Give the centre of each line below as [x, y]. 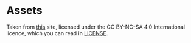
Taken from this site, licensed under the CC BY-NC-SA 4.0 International [96, 27]
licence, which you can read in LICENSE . [57, 33]
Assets [24, 10]
